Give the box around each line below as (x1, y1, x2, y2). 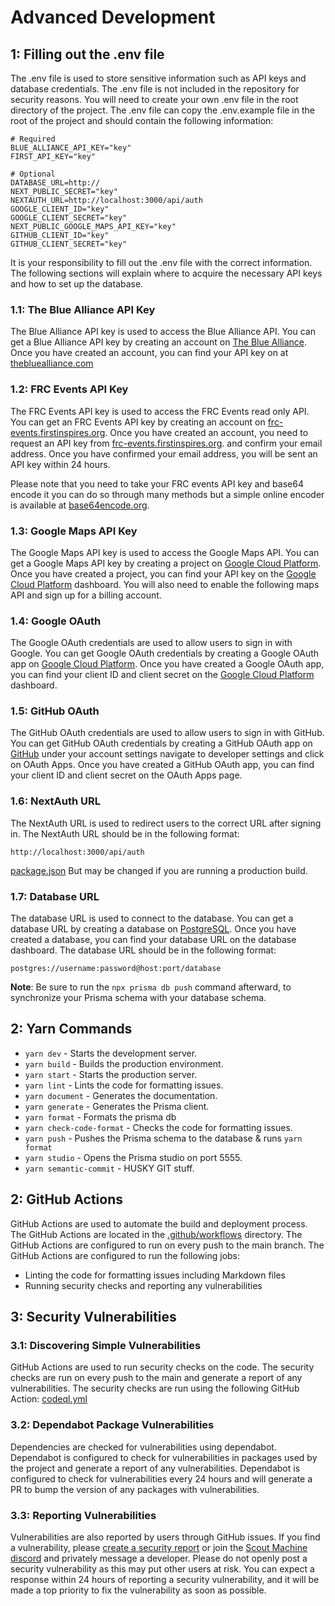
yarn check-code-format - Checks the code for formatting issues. (24, 1121, 293, 1133)
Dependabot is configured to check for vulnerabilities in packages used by (10, 1451, 318, 1463)
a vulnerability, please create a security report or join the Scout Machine (10, 1541, 308, 1553)
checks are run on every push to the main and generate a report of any (10, 1372, 303, 1384)
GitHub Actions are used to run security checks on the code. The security (10, 1361, 315, 1373)
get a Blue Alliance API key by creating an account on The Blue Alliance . (10, 336, 307, 348)
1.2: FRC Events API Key (10, 382, 129, 396)
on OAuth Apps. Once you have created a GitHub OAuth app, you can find (10, 759, 315, 771)
